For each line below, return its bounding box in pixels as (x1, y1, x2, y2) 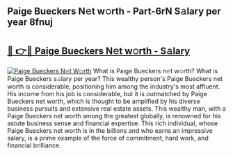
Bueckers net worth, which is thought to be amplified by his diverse (7, 97, 200, 105)
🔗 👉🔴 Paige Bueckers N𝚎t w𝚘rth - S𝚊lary (7, 45, 191, 57)
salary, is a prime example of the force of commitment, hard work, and (7, 134, 209, 142)
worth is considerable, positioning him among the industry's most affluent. (7, 82, 220, 91)
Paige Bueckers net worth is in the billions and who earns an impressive (7, 127, 214, 134)
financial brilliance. (7, 141, 61, 149)
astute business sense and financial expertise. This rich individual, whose (7, 119, 218, 127)
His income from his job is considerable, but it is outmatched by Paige (7, 90, 207, 98)
